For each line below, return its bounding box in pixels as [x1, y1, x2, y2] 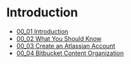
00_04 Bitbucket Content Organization [16, 49, 124, 57]
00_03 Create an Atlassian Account [16, 42, 115, 50]
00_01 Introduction [16, 27, 69, 35]
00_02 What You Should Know [16, 34, 102, 42]
